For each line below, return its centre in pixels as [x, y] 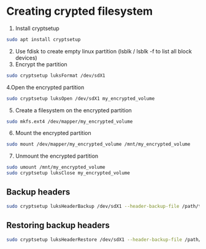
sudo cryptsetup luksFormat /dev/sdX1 [56, 75]
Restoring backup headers [58, 225]
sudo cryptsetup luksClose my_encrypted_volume [68, 173]
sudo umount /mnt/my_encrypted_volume [56, 167]
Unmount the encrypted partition [57, 156]
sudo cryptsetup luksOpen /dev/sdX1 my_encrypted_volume [81, 98]
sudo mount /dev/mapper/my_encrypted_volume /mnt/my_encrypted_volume [98, 144]
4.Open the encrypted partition [45, 87]
